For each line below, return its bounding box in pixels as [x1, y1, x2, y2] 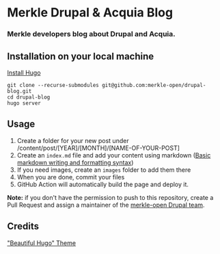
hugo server [7, 99, 41, 107]
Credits [7, 220, 40, 232]
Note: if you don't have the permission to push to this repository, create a [7, 193, 214, 201]
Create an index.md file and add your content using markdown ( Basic [16, 151, 211, 159]
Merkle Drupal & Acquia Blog [7, 5, 173, 21]
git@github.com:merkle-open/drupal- [101, 81, 206, 88]
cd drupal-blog [7, 94, 51, 101]
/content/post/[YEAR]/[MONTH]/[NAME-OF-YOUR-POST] [16, 144, 180, 152]
